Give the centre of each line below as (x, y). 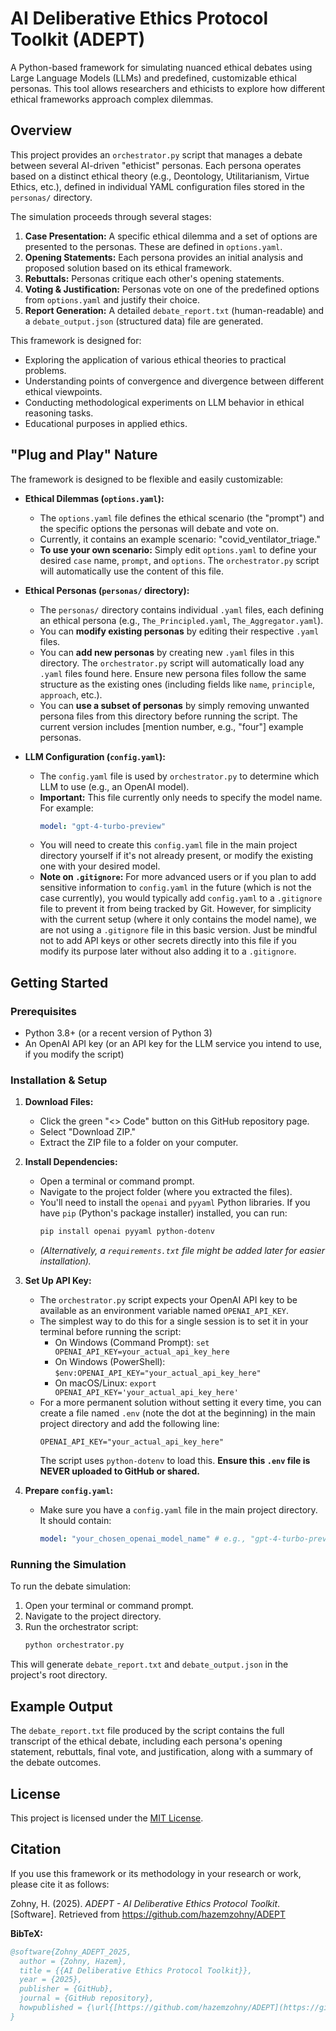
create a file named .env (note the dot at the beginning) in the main (177, 1413)
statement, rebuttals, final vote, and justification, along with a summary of (161, 1752)
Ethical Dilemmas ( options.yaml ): (94, 498)
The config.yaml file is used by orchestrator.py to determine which (179, 776)
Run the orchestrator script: (81, 1627)
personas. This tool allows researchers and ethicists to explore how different (168, 88)
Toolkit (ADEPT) (78, 39)
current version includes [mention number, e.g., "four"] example (171, 726)
